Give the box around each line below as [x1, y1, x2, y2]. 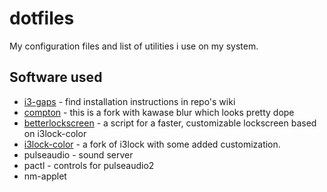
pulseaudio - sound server [23, 148, 134, 161]
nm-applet [23, 170, 67, 182]
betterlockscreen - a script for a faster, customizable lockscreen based [23, 117, 317, 129]
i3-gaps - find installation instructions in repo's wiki [23, 95, 236, 107]
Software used [9, 69, 103, 86]
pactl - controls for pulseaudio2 [23, 159, 155, 171]
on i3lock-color [23, 127, 87, 139]
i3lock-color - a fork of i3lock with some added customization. [23, 138, 281, 150]
